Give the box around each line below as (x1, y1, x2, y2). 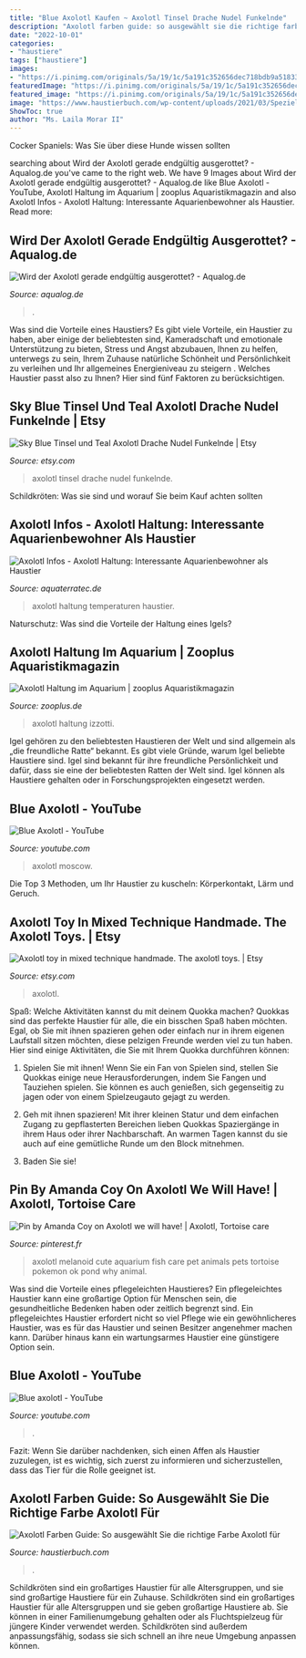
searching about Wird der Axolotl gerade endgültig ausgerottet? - (9, 158, 255, 169)
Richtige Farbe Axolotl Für (9, 1506, 160, 1521)
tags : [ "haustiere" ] (9, 56, 88, 65)
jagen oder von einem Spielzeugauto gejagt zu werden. (22, 1092, 230, 1102)
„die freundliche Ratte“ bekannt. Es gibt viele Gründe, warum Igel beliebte (9, 745, 285, 757)
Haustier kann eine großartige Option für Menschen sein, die (9, 1292, 237, 1304)
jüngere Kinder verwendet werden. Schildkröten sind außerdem (9, 1621, 248, 1632)
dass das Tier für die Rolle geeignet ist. (9, 1465, 157, 1476)
